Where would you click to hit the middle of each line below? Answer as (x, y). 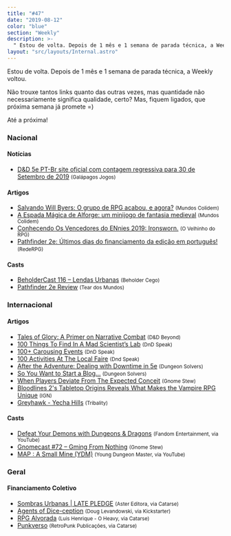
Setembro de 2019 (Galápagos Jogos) (66, 177)
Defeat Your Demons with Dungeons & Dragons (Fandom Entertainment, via (118, 433)
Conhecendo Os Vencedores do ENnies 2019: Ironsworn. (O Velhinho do (116, 228)
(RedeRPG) (30, 249)
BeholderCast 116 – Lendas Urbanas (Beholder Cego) (88, 280)
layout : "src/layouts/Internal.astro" (63, 52)
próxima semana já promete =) (51, 107)
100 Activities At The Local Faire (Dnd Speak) (78, 359)
